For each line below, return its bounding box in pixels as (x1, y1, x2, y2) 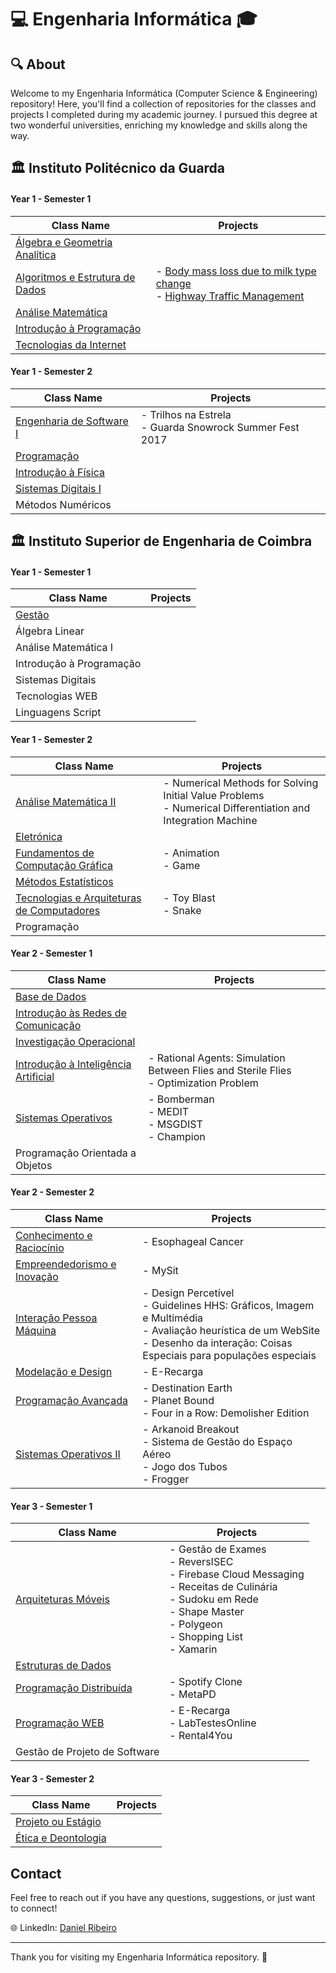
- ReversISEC (169, 1555, 234, 1569)
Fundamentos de (15, 846, 95, 860)
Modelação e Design (15, 1365, 113, 1378)
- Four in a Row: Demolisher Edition (142, 1406, 310, 1420)
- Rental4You (169, 1729, 233, 1743)
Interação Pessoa (15, 1311, 98, 1325)
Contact (10, 1865, 62, 1882)
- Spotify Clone (169, 1675, 243, 1689)
